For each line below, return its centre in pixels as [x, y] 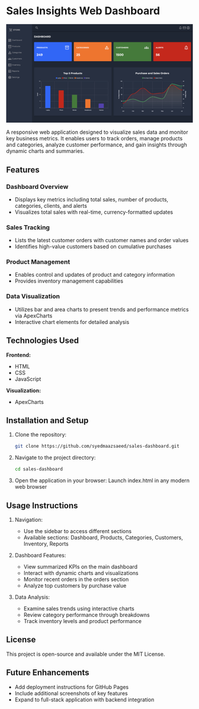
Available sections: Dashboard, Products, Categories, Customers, [103, 537]
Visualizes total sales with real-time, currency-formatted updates [94, 212]
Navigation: [29, 519]
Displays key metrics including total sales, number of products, [92, 199]
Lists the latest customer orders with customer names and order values [102, 240]
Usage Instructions [42, 506]
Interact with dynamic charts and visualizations [81, 573]
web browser [31, 487]
